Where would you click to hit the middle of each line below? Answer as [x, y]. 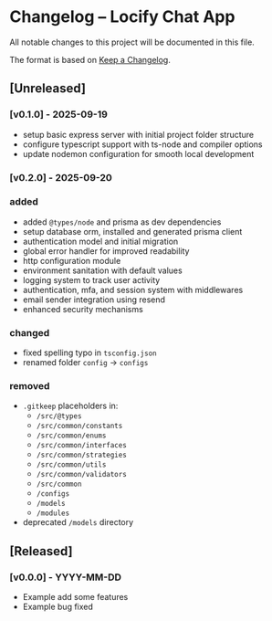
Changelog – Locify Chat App [122, 17]
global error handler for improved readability [106, 251]
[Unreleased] [48, 89]
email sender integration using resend [94, 300]
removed [30, 386]
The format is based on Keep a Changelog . [90, 59]
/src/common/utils [71, 465]
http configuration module [72, 260]
